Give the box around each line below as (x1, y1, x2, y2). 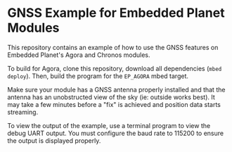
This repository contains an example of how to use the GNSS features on (7, 43, 219, 51)
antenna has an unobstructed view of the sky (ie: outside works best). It (7, 93, 216, 101)
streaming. (7, 108, 39, 116)
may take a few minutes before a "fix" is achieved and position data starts (7, 100, 221, 108)
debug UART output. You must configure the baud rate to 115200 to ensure (7, 129, 224, 137)
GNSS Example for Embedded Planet (7, 5, 225, 21)
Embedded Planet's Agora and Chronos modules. (7, 51, 150, 59)
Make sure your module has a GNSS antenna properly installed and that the (7, 85, 226, 94)
